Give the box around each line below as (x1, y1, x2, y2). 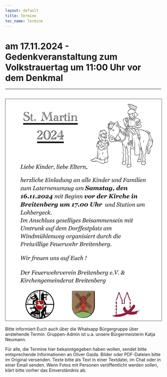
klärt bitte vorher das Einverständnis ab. (5, 368, 87, 374)
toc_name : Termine (5, 18, 43, 23)
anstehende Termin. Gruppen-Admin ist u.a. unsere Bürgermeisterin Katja (5, 331, 156, 337)
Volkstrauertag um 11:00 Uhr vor (5, 62, 141, 73)
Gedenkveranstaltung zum (5, 51, 118, 62)
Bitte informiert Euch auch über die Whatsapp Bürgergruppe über (5, 326, 139, 332)
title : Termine (5, 13, 37, 18)
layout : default (5, 8, 39, 13)
